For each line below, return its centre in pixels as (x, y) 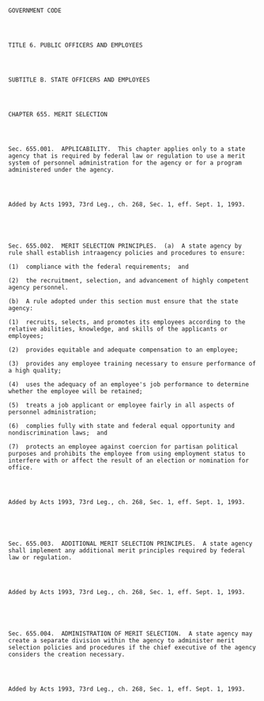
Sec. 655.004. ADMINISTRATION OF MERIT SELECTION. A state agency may (130, 634)
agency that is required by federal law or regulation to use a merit (127, 156)
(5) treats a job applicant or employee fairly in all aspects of (122, 405)
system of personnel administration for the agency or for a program (125, 163)
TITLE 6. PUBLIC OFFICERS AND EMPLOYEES (76, 45)
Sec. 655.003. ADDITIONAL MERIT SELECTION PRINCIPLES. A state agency (130, 544)
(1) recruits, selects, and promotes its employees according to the (127, 322)
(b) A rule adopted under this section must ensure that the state (123, 301)
